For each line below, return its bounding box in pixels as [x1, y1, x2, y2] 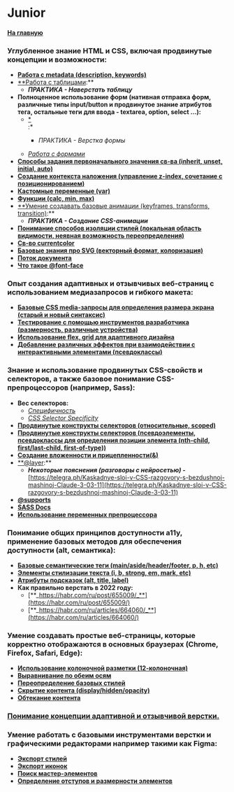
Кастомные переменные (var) [17, 187, 110, 195]
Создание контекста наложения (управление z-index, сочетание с [17, 172, 223, 181]
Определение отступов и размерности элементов [17, 777, 173, 785]
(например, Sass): [69, 383, 136, 393]
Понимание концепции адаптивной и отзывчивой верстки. [7, 712, 220, 721]
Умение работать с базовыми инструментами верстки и [7, 730, 212, 740]
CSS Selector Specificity [27, 413, 99, 422]
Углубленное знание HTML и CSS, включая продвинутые [7, 45, 212, 55]
